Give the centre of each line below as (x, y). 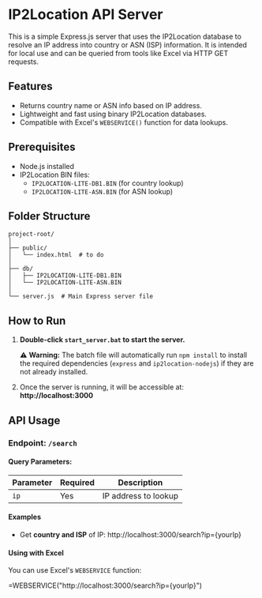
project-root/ (32, 235)
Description (140, 482)
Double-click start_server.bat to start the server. (102, 340)
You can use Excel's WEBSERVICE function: (75, 570)
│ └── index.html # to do (56, 255)
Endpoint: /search (43, 442)
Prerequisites (42, 147)
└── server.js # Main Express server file (81, 297)
